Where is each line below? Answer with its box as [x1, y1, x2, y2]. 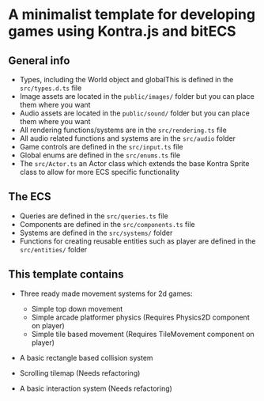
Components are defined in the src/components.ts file [19, 219, 195, 229]
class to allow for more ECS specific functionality [19, 168, 180, 176]
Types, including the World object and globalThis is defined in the [19, 75, 234, 84]
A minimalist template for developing [8, 6, 255, 24]
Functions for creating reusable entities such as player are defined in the [19, 236, 256, 246]
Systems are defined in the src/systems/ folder [19, 228, 173, 237]
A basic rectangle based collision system [19, 353, 153, 362]
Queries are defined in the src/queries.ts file [19, 211, 168, 221]
